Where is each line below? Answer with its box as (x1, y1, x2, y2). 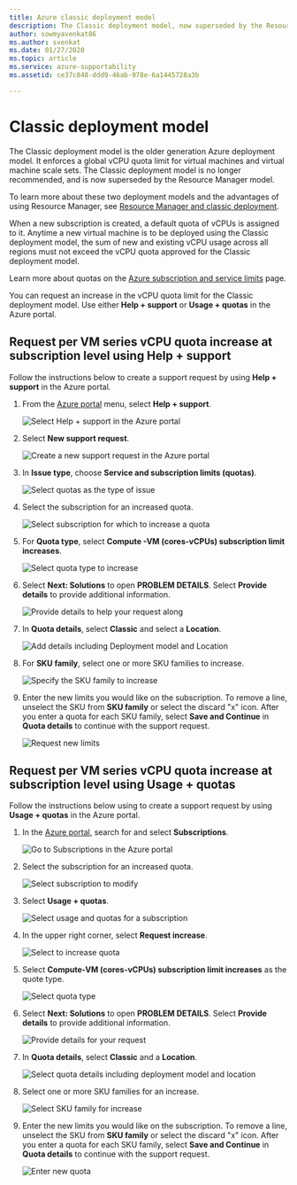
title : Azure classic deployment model (9, 12, 156, 22)
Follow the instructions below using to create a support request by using (9, 800, 272, 811)
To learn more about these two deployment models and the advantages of (9, 191, 279, 202)
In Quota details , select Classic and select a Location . (21, 623, 222, 634)
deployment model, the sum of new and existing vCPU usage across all (9, 237, 269, 247)
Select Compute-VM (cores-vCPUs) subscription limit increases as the (21, 964, 287, 975)
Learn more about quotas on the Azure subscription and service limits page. (9, 272, 286, 284)
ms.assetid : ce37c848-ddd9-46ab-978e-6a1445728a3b (9, 71, 200, 80)
